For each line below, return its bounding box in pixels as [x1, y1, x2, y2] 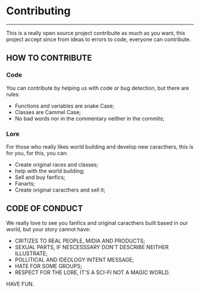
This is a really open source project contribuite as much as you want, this [6, 29, 186, 36]
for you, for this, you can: [6, 149, 68, 156]
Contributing [6, 4, 71, 18]
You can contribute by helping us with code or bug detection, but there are [6, 84, 189, 92]
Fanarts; [14, 180, 36, 187]
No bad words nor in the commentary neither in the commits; [14, 115, 165, 122]
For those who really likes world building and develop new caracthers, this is [6, 143, 193, 150]
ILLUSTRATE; [14, 250, 48, 257]
